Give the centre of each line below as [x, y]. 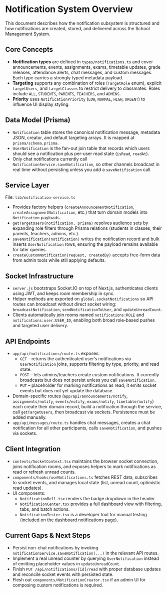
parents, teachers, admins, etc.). [46, 234]
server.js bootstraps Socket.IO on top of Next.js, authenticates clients [85, 288]
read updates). [27, 488]
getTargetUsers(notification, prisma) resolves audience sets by [80, 223]
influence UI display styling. [41, 104]
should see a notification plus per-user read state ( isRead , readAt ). [81, 154]
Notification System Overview [69, 9]
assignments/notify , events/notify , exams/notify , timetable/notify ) [83, 401]
